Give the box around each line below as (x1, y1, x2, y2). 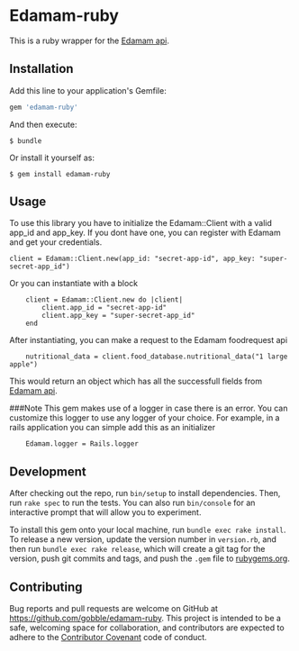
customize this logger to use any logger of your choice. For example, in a (9, 412, 280, 423)
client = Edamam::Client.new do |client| (25, 295, 183, 304)
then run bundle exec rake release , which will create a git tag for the (9, 544, 266, 555)
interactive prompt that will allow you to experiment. (9, 507, 202, 518)
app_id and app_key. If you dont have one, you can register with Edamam (9, 227, 281, 239)
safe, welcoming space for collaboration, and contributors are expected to (9, 622, 285, 633)
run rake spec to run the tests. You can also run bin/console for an (9, 497, 256, 509)
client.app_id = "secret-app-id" (41, 303, 168, 312)
